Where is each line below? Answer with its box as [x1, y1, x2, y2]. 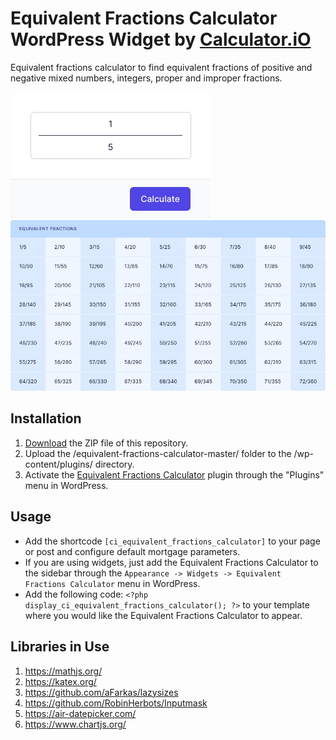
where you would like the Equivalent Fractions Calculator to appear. [24, 609, 303, 621]
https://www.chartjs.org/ [24, 718, 127, 730]
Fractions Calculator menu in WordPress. [24, 577, 201, 589]
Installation [10, 410, 82, 427]
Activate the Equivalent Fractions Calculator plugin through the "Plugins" [24, 468, 325, 481]
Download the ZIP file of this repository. [24, 437, 189, 449]
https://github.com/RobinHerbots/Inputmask [24, 697, 208, 709]
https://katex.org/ [24, 675, 97, 687]
